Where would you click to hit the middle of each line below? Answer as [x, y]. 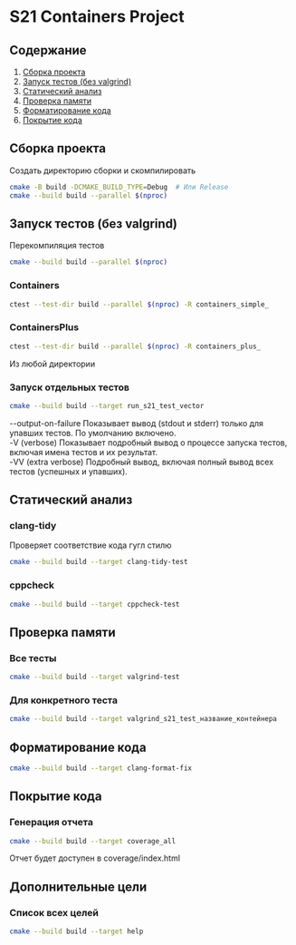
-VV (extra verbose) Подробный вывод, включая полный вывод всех [142, 462]
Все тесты [33, 658]
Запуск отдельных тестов [69, 387]
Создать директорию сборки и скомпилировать [103, 170]
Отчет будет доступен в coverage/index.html [95, 858]
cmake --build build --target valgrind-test [95, 677]
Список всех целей [54, 912]
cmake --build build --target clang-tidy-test [99, 562]
